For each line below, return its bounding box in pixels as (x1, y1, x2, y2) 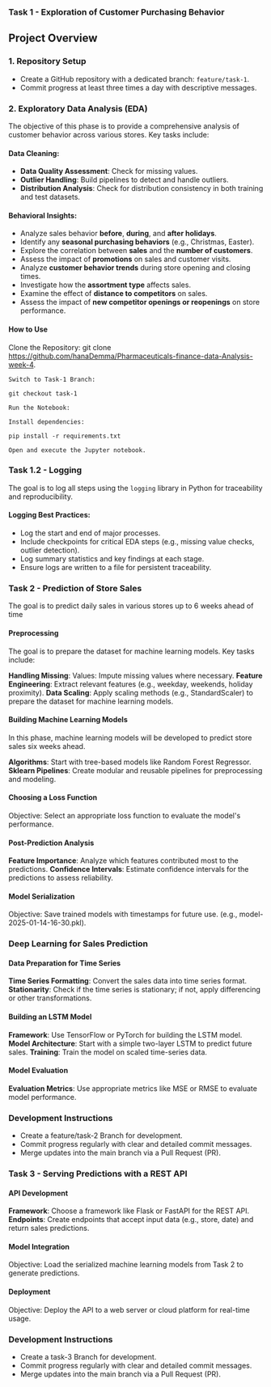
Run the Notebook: (8, 404, 70, 412)
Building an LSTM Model (8, 1012, 92, 1021)
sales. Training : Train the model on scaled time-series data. (8, 1047, 208, 1057)
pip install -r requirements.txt (8, 432, 121, 440)
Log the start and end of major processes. (19, 528, 161, 538)
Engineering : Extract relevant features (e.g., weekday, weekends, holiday (8, 679, 253, 689)
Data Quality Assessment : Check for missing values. (19, 167, 198, 176)
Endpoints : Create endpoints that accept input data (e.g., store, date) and (8, 1215, 254, 1224)
